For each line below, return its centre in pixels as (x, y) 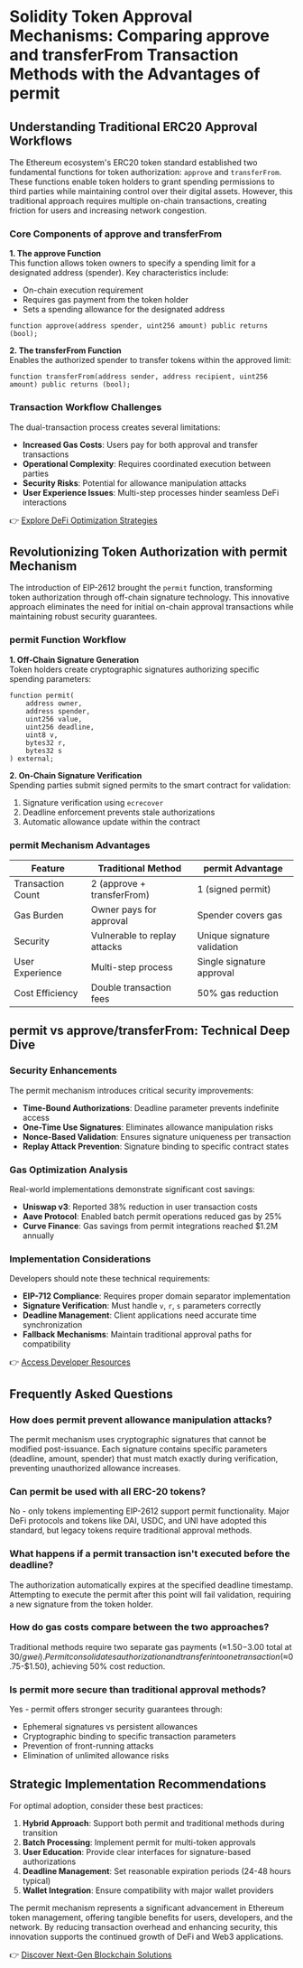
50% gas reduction (238, 993)
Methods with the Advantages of (135, 75)
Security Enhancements (63, 1070)
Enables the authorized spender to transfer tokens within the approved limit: (150, 360)
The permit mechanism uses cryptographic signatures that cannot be (138, 1439)
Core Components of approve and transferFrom (116, 234)
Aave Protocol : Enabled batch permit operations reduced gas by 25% (152, 1216)
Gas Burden (39, 915)
